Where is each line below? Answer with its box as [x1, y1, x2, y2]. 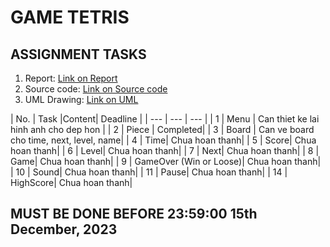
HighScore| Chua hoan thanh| [10, 177, 133, 188]
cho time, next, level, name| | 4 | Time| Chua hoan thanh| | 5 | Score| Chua [10, 134, 317, 146]
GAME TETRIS [10, 6, 130, 29]
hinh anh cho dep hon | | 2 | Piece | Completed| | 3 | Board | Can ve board [10, 124, 315, 135]
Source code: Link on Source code [24, 83, 168, 95]
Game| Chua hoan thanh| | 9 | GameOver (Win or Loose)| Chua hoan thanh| [10, 156, 322, 167]
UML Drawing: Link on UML [24, 94, 139, 105]
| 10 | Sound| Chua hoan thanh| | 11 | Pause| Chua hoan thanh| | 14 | [10, 166, 288, 178]
